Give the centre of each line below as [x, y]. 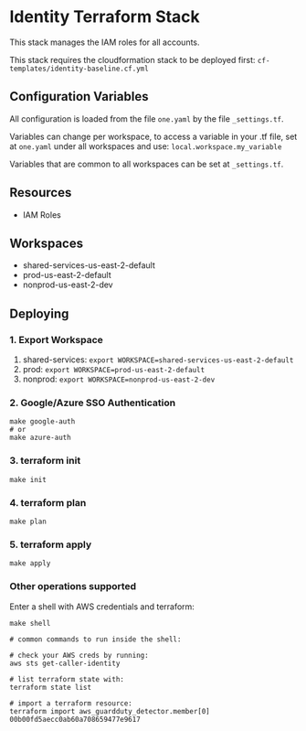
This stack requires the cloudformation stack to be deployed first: [132, 59]
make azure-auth [40, 438]
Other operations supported [73, 586]
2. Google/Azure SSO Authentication [93, 403]
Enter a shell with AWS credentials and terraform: [102, 607]
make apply [30, 564]
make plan [28, 521]
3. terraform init [45, 461]
